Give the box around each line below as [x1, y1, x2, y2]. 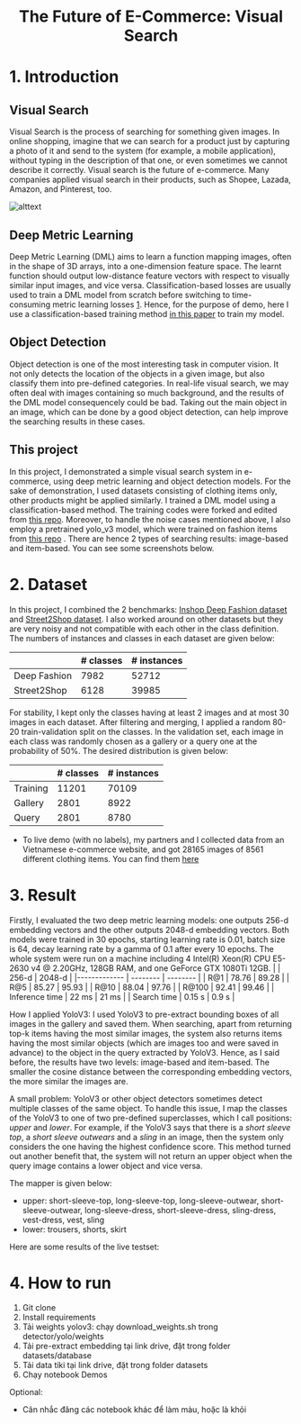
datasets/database [22, 1350, 93, 1361]
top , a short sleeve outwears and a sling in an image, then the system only [9, 1131, 285, 1142]
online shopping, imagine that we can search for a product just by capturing [9, 136, 290, 147]
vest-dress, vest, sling [22, 1214, 105, 1225]
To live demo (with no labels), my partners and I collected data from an [22, 834, 285, 845]
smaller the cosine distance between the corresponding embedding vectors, [9, 1066, 292, 1077]
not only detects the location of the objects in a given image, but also [9, 367, 265, 379]
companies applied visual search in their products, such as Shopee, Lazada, [9, 174, 292, 186]
